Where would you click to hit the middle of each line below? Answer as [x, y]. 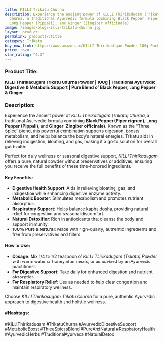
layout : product [21, 32]
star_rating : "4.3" [25, 55]
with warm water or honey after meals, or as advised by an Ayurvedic [81, 261]
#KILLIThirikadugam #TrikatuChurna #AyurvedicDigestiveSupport [71, 324]
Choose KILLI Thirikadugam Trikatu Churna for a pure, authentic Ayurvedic [80, 297]
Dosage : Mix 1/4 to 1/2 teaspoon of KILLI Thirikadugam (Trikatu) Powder [84, 256]
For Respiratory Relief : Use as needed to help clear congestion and [80, 282]
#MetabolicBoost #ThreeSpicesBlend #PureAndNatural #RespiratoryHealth [80, 329]
